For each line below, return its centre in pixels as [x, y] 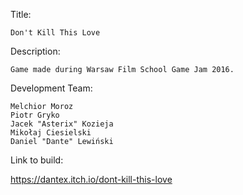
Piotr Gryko [35, 115]
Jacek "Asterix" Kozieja [62, 124]
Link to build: [37, 160]
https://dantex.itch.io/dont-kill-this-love [91, 179]
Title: [21, 14]
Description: [35, 51]
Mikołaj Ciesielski [51, 133]
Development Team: [51, 88]
